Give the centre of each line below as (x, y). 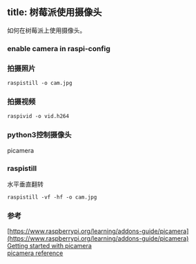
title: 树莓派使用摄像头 (55, 12)
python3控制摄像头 (39, 135)
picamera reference (35, 253)
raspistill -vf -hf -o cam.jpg (52, 197)
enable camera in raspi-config (59, 48)
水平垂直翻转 (25, 184)
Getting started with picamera (49, 246)
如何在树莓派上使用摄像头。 (47, 30)
